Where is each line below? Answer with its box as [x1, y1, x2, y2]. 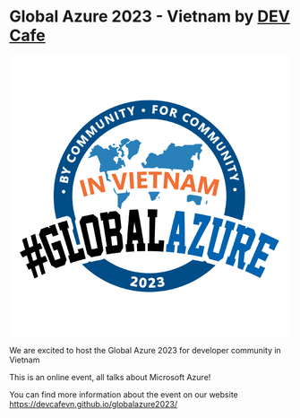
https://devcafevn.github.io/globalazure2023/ [9, 398, 177, 409]
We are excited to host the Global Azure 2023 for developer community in [9, 344, 282, 355]
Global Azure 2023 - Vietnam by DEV [9, 6, 291, 27]
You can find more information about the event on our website [9, 388, 239, 400]
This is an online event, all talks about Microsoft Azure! [9, 371, 211, 382]
